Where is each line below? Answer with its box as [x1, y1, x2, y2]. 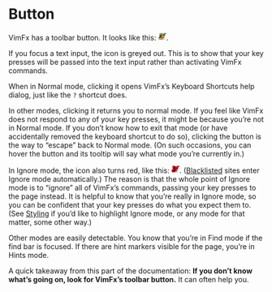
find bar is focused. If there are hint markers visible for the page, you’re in [8, 241, 255, 251]
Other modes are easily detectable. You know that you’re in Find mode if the [8, 233, 263, 243]
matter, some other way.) [8, 217, 92, 227]
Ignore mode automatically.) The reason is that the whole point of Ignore [8, 174, 250, 183]
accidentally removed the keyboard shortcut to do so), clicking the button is [8, 131, 261, 141]
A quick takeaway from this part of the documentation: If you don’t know [8, 265, 253, 276]
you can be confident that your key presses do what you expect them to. [8, 200, 252, 209]
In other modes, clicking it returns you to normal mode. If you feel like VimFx [8, 105, 264, 115]
